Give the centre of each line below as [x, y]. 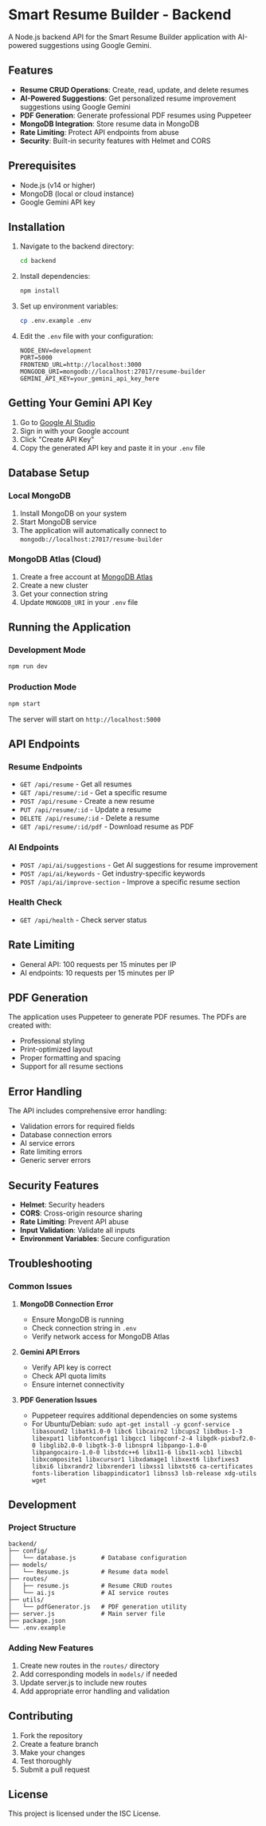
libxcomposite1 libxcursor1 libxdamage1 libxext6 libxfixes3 [135, 1459]
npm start [25, 704]
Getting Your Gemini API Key [80, 403]
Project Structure [42, 1528]
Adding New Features [51, 1648]
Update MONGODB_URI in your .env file [79, 602]
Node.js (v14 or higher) [57, 185]
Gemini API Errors [50, 1351]
